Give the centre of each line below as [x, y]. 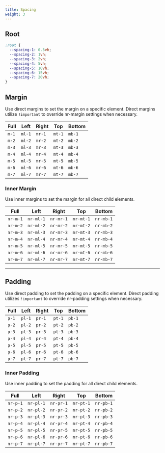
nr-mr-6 [59, 253]
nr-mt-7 [81, 260]
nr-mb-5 [104, 246]
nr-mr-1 [59, 219]
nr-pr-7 [59, 444]
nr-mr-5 [59, 246]
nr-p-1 [15, 403]
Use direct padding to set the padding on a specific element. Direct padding [82, 293]
